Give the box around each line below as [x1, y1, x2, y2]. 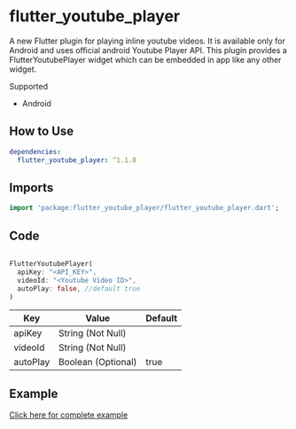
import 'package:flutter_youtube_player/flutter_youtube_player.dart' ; [9, 204, 279, 213]
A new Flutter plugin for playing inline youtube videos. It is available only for [9, 35, 285, 46]
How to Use [9, 124, 74, 139]
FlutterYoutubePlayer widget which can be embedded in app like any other [9, 54, 282, 65]
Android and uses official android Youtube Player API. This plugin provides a [9, 44, 288, 55]
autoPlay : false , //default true [17, 284, 141, 293]
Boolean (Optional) [58, 356, 137, 369]
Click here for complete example [9, 409, 129, 420]
